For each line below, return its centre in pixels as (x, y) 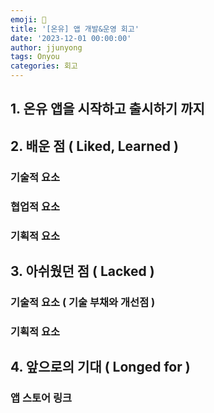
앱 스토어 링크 (41, 398)
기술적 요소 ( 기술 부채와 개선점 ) (83, 302)
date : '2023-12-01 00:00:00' (71, 38)
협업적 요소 (35, 206)
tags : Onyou (35, 57)
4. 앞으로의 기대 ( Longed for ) (100, 367)
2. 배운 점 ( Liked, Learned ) (94, 146)
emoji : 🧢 (28, 19)
